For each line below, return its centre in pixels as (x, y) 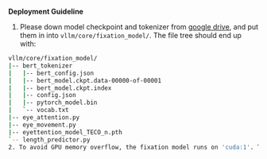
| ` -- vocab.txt (39, 111)
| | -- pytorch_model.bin (53, 103)
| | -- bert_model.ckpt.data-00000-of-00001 (85, 80)
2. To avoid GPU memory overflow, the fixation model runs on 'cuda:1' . (131, 147)
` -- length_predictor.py (49, 140)
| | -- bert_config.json (51, 73)
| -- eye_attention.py (44, 118)
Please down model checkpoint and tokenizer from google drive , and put (139, 27)
